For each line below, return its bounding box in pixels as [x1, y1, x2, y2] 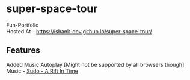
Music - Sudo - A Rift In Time [6, 67, 78, 75]
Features [6, 45, 40, 56]
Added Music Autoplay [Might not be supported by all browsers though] [6, 61, 185, 68]
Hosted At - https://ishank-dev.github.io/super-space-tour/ [6, 27, 152, 35]
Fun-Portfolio [6, 21, 39, 29]
